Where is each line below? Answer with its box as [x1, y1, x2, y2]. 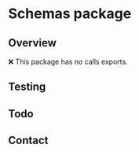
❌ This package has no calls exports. [8, 57, 128, 66]
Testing [8, 80, 46, 94]
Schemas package [8, 5, 132, 23]
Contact [8, 134, 49, 147]
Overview [8, 36, 57, 50]
